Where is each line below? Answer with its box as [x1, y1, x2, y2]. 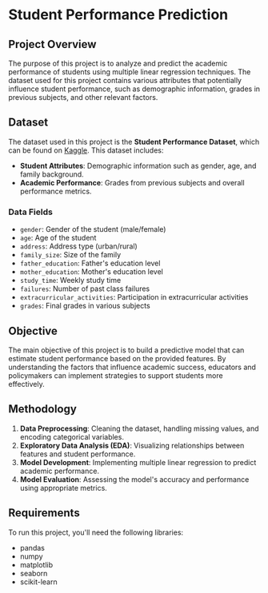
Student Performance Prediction [8, 6, 229, 24]
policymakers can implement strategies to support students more [8, 370, 223, 380]
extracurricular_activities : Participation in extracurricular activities [19, 293, 249, 302]
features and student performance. [19, 449, 136, 459]
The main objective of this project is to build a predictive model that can [8, 345, 245, 355]
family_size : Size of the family [19, 250, 122, 260]
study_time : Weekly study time [19, 276, 122, 285]
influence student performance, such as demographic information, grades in [8, 84, 261, 94]
